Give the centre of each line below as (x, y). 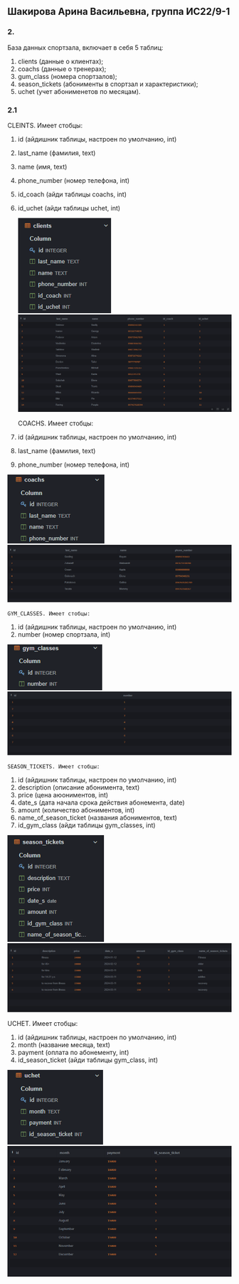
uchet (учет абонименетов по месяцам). (79, 91)
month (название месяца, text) (64, 1045)
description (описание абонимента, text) (79, 787)
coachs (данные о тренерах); (62, 69)
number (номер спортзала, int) (64, 635)
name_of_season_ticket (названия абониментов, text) (97, 817)
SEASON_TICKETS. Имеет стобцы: (54, 766)
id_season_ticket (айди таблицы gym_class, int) (88, 1060)
